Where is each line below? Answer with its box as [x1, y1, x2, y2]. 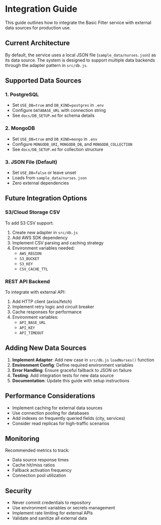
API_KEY [19, 326, 35, 330]
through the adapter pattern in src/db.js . [5, 62, 88, 68]
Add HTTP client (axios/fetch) [12, 299, 72, 305]
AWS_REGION [19, 251, 42, 256]
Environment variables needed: [12, 245, 75, 251]
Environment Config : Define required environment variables [12, 362, 134, 368]
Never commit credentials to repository [12, 500, 91, 505]
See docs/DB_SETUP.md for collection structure [12, 146, 103, 152]
